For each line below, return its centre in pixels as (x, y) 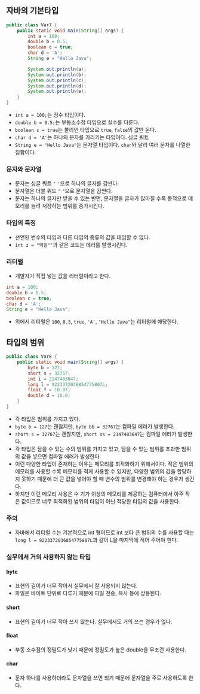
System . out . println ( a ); (57, 69)
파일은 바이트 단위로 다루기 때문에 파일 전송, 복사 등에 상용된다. (88, 593)
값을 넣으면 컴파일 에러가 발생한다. (61, 456)
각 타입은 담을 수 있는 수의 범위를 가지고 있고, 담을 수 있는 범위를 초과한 (97, 449)
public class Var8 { (32, 357)
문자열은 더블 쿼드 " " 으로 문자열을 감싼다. (64, 191)
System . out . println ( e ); (57, 92)
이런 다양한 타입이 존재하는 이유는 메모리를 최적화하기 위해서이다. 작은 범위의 (104, 464)
